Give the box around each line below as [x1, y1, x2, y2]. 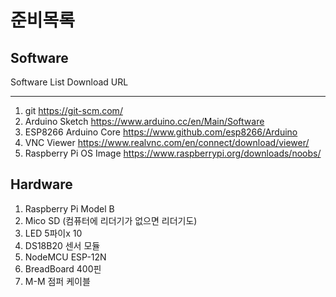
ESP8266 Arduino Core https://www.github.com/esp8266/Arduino [24, 126, 298, 138]
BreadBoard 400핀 [24, 262, 102, 275]
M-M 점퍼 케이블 [24, 275, 91, 287]
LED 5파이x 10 [24, 227, 83, 239]
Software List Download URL [10, 76, 129, 88]
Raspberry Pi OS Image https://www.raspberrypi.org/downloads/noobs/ [24, 147, 322, 159]
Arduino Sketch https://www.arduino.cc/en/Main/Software [24, 116, 265, 127]
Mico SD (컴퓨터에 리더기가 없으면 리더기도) [24, 214, 198, 226]
